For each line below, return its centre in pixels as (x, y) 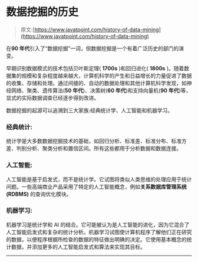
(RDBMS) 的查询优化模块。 (39, 194)
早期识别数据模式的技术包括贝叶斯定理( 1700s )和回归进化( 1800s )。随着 (95, 68)
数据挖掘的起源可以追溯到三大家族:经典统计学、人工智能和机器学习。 (90, 110)
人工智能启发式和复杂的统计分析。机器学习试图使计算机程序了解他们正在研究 (99, 232)
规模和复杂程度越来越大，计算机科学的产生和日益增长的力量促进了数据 (107, 76)
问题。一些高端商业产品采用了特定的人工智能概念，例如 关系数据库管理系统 (96, 186)
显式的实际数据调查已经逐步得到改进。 (52, 97)
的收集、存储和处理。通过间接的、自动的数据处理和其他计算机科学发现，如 (96, 83)
